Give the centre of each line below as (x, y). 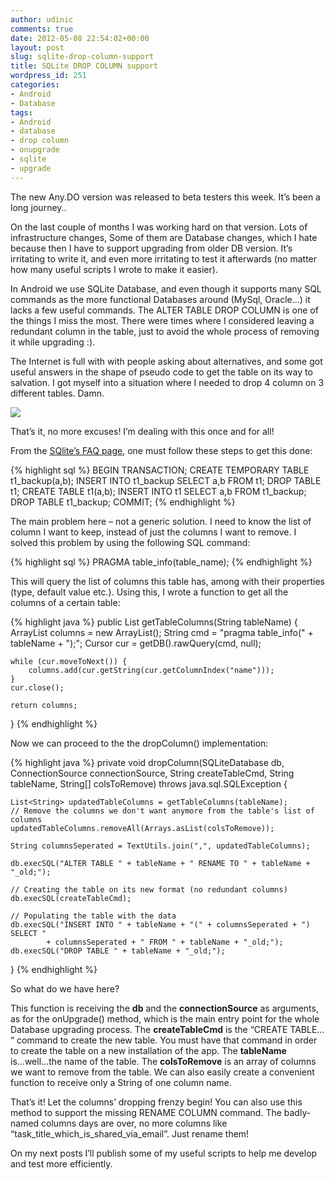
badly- (297, 1112)
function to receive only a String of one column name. (121, 1082)
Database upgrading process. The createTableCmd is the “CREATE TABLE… (167, 1029)
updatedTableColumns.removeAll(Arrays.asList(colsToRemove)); (142, 828)
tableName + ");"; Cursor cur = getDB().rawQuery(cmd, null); (136, 643)
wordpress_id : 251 (48, 76)
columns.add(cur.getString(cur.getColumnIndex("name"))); (151, 670)
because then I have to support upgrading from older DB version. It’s (151, 248)
